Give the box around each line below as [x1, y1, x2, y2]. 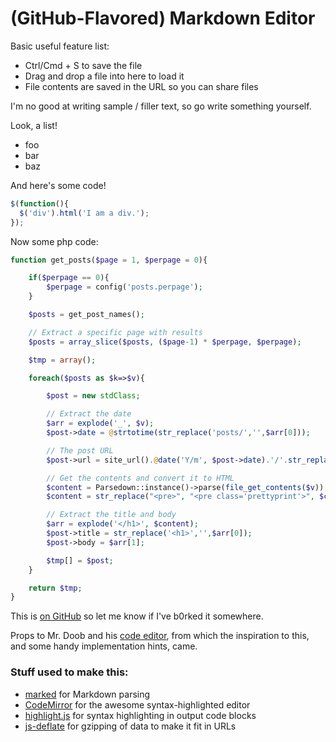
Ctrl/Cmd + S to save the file [24, 59, 143, 71]
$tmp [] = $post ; [46, 555, 114, 566]
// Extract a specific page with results [28, 327, 203, 337]
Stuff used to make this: [10, 665, 129, 679]
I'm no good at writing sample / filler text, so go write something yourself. [10, 100, 312, 112]
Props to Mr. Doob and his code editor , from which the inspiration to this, [10, 630, 310, 642]
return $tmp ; [28, 583, 83, 593]
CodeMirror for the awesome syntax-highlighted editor [24, 698, 251, 711]
